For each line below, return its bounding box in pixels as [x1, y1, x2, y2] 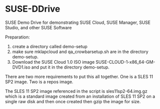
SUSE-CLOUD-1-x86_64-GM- [95, 59, 156, 65]
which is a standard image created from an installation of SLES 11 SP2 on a [5, 93, 156, 99]
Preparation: [5, 34, 30, 40]
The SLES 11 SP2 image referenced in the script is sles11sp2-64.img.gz [5, 88, 148, 94]
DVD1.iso [12, 64, 31, 70]
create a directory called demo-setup [12, 43, 88, 49]
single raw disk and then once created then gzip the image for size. [5, 98, 141, 104]
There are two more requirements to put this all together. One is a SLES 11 [5, 73, 153, 79]
